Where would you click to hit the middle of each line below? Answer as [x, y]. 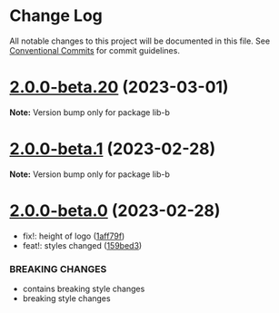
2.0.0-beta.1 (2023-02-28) [113, 149]
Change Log [56, 16]
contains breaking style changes [84, 289]
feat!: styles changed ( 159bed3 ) [82, 245]
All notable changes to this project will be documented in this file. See [140, 41]
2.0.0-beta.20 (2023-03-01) [119, 88]
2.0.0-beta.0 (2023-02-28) [115, 210]
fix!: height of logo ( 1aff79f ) [74, 236]
